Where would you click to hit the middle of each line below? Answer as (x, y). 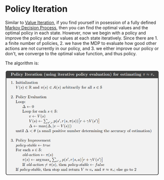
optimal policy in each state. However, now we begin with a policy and (76, 33)
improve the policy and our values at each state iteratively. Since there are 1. (82, 38)
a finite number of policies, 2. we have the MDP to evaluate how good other (81, 43)
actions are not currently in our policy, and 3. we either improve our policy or (82, 48)
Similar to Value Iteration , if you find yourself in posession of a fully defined (81, 22)
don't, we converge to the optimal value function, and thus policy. (71, 53)
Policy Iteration (36, 9)
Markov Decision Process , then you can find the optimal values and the (77, 27)
